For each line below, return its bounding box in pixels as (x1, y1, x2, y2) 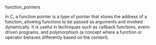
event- (137, 24, 152, 30)
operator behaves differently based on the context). (5, 34, 109, 40)
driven (5, 29, 18, 35)
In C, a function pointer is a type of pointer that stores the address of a (5, 14, 147, 19)
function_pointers (5, 4, 41, 10)
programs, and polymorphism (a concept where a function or (19, 29, 142, 35)
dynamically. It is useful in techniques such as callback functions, (5, 24, 137, 30)
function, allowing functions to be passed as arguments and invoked (5, 19, 143, 24)
